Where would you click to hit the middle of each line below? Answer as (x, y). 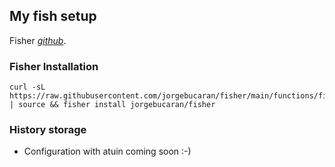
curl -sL (27, 87)
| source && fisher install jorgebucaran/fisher (112, 105)
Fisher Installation (54, 66)
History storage (48, 130)
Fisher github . (38, 40)
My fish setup (53, 16)
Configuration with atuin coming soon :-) (107, 151)
